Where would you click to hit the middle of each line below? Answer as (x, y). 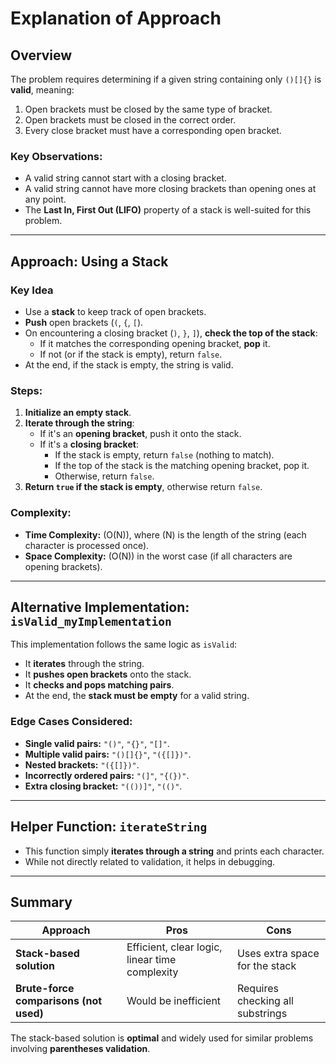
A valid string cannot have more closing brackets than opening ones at (170, 189)
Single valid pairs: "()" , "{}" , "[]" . (97, 743)
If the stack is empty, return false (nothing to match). (164, 455)
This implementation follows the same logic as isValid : (124, 644)
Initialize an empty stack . (78, 413)
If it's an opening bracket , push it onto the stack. (140, 434)
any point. (45, 199)
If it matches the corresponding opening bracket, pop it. (155, 343)
